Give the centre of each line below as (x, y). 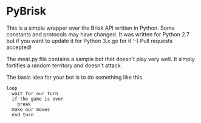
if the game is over (38, 99)
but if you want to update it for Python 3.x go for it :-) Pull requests (90, 41)
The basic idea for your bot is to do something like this (74, 77)
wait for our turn (35, 93)
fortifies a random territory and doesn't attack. (64, 65)
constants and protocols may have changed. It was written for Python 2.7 (98, 34)
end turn (23, 115)
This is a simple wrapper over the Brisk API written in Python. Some (90, 28)
